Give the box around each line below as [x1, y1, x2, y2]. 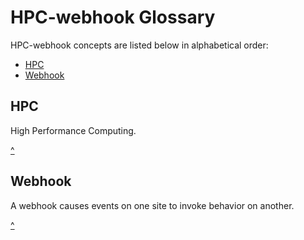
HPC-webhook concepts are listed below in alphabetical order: [10, 39, 269, 51]
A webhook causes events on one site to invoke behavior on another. [10, 199, 295, 211]
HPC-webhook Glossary [10, 6, 216, 29]
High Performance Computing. [10, 124, 137, 136]
